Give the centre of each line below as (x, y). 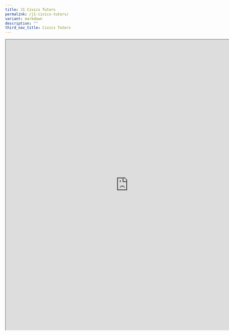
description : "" (22, 23)
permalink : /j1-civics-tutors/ (37, 14)
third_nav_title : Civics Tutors (38, 28)
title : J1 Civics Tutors (30, 10)
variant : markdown (24, 19)
